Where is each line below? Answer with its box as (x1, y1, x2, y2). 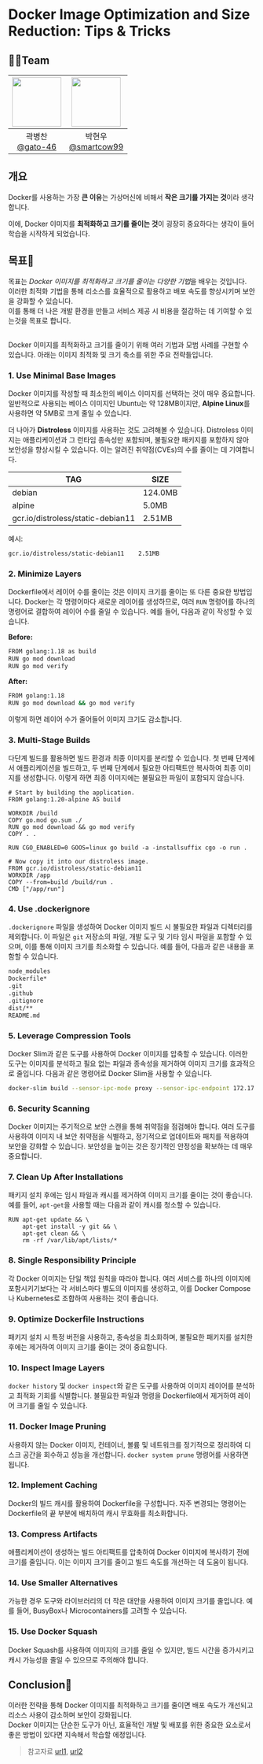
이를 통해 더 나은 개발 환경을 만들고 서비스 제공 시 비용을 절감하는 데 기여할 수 (8, 305, 245, 316)
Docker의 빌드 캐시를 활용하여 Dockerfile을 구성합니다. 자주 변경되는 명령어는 (8, 1498, 247, 1508)
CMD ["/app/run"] (8, 886, 65, 893)
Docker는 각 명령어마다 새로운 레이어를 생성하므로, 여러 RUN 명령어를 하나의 (24, 597, 255, 607)
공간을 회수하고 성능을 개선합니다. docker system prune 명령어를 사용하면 (22, 1450, 249, 1459)
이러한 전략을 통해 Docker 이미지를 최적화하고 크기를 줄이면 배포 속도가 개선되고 (8, 1700, 254, 1710)
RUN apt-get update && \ (8, 1216, 89, 1224)
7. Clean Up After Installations (8, 1171, 124, 1182)
